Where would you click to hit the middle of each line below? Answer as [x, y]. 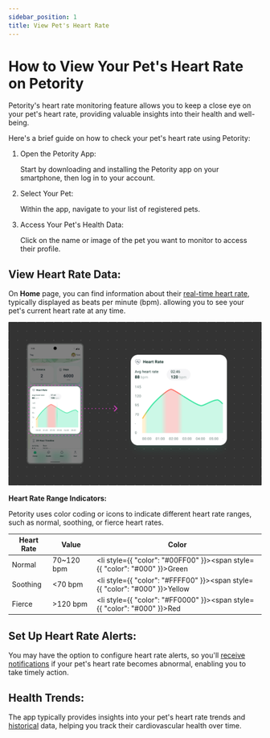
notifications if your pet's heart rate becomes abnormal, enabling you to [127, 664]
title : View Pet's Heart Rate [59, 25]
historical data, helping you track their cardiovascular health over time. [125, 725]
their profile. [40, 249]
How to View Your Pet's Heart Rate [126, 66]
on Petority [46, 83]
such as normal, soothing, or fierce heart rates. [86, 522]
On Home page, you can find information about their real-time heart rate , [129, 294]
